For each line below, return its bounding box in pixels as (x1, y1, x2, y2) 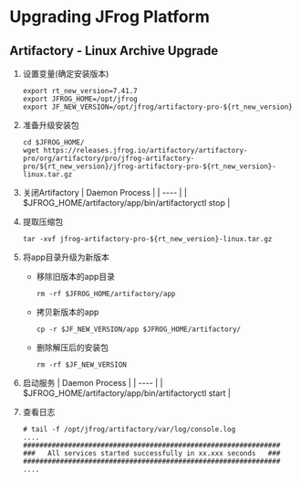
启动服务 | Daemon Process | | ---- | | (22, 378, 163, 388)
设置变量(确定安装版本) (22, 69, 109, 79)
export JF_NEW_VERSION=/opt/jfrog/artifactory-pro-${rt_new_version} (22, 102, 294, 112)
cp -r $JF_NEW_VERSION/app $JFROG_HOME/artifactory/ (36, 325, 242, 334)
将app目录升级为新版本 (22, 251, 109, 262)
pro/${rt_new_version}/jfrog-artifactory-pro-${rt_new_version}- (22, 162, 276, 171)
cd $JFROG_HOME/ (22, 138, 85, 147)
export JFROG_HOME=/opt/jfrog (22, 94, 139, 103)
